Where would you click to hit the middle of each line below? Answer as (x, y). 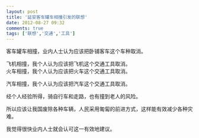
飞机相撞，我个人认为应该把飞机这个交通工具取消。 (68, 64)
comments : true (25, 28)
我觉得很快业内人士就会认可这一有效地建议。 (61, 129)
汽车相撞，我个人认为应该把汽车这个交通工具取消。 (68, 84)
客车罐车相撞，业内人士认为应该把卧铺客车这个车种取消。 (76, 52)
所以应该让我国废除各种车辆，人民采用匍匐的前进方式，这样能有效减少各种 (97, 109)
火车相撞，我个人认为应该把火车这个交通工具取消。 (68, 71)
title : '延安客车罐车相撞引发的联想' (47, 17)
